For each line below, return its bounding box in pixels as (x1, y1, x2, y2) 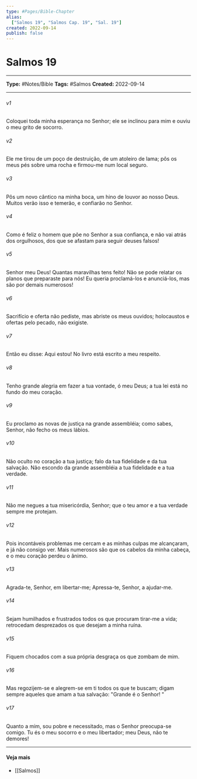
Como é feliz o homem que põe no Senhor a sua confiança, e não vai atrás (6, 231, 186, 238)
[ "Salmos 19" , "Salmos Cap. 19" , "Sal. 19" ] (11, 19, 122, 25)
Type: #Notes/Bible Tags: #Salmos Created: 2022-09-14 (6, 80, 145, 88)
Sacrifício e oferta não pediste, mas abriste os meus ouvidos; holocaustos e (6, 313, 189, 320)
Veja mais (6, 754, 30, 761)
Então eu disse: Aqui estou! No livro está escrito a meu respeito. (6, 351, 161, 358)
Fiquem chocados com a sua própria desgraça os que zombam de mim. (6, 653, 180, 660)
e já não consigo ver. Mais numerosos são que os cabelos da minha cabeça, (6, 546, 191, 553)
